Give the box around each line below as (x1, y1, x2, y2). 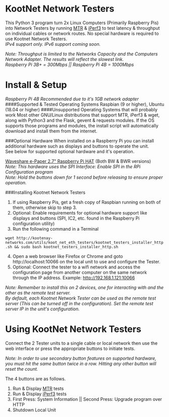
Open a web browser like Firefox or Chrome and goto (12, 253, 123, 259)
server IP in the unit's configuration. (5, 306, 80, 312)
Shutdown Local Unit (12, 406, 57, 413)
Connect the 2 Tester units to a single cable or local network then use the (5, 340, 158, 346)
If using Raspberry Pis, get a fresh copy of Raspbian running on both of (12, 199, 161, 205)
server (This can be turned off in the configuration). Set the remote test (5, 300, 153, 306)
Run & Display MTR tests (12, 385, 64, 391)
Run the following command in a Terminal (12, 226, 99, 232)
